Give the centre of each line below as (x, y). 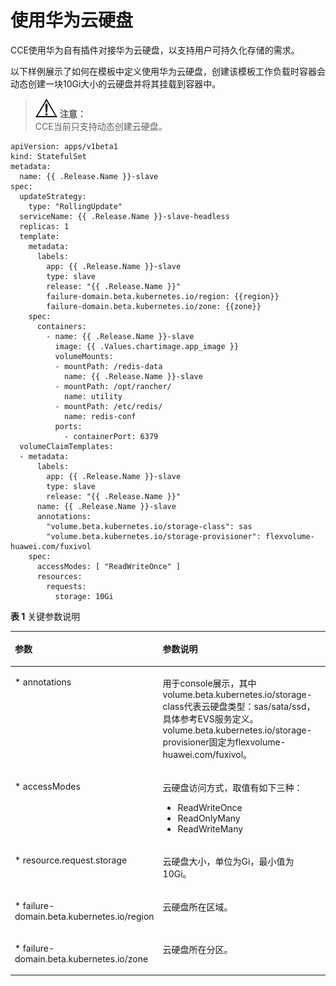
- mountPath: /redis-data (108, 366)
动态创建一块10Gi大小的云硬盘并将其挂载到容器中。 (116, 83)
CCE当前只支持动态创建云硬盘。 (101, 126)
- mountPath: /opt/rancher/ (113, 386)
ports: (68, 426)
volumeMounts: (84, 356)
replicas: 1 (44, 226)
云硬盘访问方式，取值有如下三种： (232, 787)
